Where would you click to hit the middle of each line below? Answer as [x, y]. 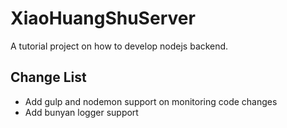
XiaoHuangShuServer [103, 18]
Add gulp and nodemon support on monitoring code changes [151, 101]
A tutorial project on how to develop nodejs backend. [119, 46]
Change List [48, 77]
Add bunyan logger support [81, 112]
